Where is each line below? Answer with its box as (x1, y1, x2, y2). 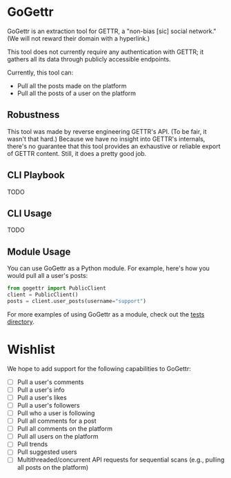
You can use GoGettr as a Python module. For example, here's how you (7, 264, 210, 272)
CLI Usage (7, 208, 52, 219)
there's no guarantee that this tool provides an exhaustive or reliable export (7, 142, 221, 150)
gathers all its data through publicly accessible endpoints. (7, 54, 171, 63)
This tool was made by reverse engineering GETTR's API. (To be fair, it (7, 127, 207, 135)
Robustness (7, 109, 60, 121)
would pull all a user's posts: (7, 272, 88, 280)
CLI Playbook (7, 170, 66, 181)
